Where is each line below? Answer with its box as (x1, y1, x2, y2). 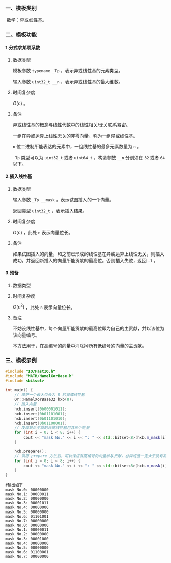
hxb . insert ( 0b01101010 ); (14, 416, 67, 421)
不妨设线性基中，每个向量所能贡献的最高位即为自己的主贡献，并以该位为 (12, 325, 164, 332)
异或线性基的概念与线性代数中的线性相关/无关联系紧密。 (12, 122, 131, 128)
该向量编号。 (12, 332, 40, 338)
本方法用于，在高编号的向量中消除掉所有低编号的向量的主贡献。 (12, 343, 147, 349)
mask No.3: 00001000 (5, 536, 49, 542)
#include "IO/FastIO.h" (5, 369, 56, 374)
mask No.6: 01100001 (5, 550, 49, 555)
